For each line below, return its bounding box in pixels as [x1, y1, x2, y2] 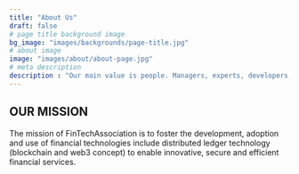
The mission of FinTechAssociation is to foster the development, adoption [9, 128, 279, 138]
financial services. [9, 156, 77, 167]
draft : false [9, 21, 58, 30]
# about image [9, 46, 62, 55]
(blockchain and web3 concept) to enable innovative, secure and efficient [9, 146, 279, 157]
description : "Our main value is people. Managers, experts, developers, [9, 71, 293, 80]
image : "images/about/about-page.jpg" [9, 54, 153, 63]
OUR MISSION [9, 104, 89, 120]
